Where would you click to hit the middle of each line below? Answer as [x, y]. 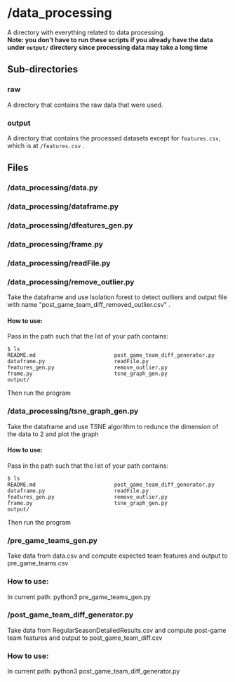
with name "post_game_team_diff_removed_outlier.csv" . [89, 305]
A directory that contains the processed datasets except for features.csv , [114, 138]
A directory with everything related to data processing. [86, 32]
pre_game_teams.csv [38, 563]
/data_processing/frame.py [55, 244]
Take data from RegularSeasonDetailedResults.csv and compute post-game [117, 630]
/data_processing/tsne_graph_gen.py [73, 411]
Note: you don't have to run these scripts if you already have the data [110, 39]
